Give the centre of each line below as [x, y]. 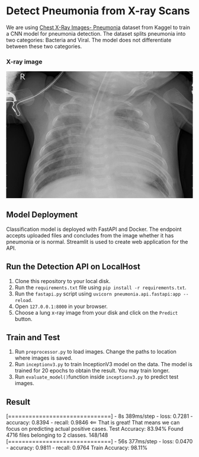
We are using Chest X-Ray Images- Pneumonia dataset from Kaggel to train [98, 27]
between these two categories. [44, 46]
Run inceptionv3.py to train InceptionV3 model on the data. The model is [103, 364]
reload [23, 300]
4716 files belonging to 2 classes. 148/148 [57, 435]
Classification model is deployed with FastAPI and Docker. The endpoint [94, 229]
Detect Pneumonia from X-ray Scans [98, 11]
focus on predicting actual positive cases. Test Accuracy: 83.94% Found [95, 429]
